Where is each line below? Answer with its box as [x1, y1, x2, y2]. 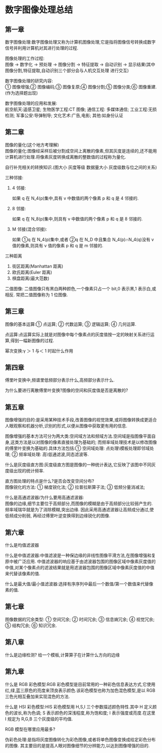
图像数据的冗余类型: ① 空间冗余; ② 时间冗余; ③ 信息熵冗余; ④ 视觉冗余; [5, 616, 155, 622]
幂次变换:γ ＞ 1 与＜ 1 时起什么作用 [5, 348, 74, 353]
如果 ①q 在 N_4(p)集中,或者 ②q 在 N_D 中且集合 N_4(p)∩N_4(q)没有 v [12, 236, 154, 242]
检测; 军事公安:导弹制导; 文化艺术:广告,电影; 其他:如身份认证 [5, 113, 123, 118]
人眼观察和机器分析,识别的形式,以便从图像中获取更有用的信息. [5, 423, 128, 429]
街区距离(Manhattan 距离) [12, 263, 64, 269]
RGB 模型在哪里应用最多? [5, 726, 56, 732]
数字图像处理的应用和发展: [5, 100, 58, 106]
